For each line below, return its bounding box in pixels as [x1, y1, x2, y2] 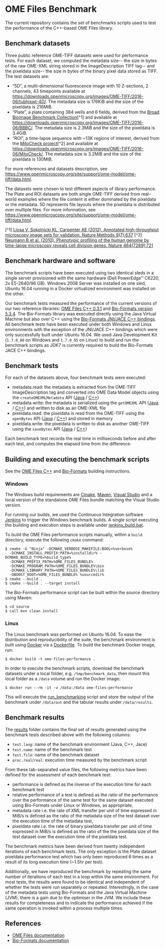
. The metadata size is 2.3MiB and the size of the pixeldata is [32, 125, 155, 131]
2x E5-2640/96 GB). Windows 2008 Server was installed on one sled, [5, 280, 146, 286]
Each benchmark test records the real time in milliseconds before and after [5, 436, 156, 441]
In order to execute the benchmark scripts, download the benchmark [5, 665, 144, 671]
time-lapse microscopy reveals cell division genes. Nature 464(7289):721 [5, 242, 153, 248]
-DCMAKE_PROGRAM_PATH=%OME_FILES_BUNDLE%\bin [9, 564, 105, 569]
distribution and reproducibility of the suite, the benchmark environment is [5, 637, 156, 643]
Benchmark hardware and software [5, 257, 115, 265]
